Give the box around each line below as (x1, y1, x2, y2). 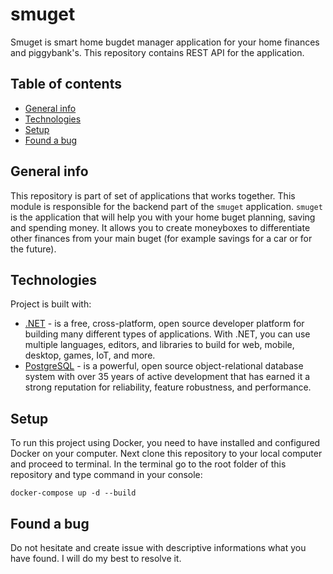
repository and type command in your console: (10, 469, 203, 481)
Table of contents (10, 76, 122, 93)
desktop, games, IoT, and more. (24, 349, 156, 362)
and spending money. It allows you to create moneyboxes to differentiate (10, 221, 311, 233)
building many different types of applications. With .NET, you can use (24, 328, 311, 340)
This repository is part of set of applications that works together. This (10, 189, 296, 202)
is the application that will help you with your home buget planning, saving (10, 211, 316, 223)
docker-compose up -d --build (10, 488, 137, 498)
